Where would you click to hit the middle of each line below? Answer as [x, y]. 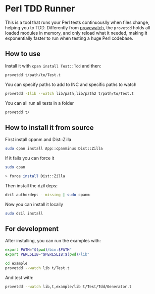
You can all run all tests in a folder [40, 103]
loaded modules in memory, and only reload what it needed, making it [76, 33]
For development [32, 229]
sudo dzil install [24, 213]
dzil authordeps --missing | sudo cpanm [48, 195]
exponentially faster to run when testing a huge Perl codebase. [69, 38]
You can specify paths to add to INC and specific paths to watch [71, 84]
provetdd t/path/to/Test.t [33, 75]
